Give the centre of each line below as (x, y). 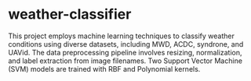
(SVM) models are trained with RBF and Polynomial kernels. (104, 69)
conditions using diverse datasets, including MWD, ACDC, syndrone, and (126, 44)
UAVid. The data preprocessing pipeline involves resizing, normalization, (125, 52)
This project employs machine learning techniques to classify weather (122, 36)
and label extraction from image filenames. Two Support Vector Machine (125, 61)
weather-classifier (70, 14)
